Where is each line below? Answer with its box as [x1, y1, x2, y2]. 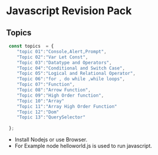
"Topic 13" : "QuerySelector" [17, 114, 85, 120]
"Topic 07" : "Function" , [17, 81, 75, 88]
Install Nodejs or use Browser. [14, 136, 87, 143]
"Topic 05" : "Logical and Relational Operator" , [17, 71, 136, 77]
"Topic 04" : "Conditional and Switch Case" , [17, 65, 126, 71]
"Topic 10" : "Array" [17, 98, 65, 104]
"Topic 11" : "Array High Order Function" [17, 103, 117, 110]
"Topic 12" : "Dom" [17, 109, 60, 115]
